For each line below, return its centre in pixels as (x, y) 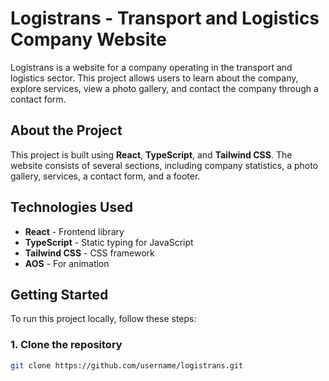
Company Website (88, 39)
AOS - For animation (67, 263)
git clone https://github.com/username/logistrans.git (127, 365)
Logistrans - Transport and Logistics (165, 18)
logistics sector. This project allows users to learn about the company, (154, 78)
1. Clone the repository (66, 345)
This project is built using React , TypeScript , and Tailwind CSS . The (151, 154)
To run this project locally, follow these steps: (103, 319)
